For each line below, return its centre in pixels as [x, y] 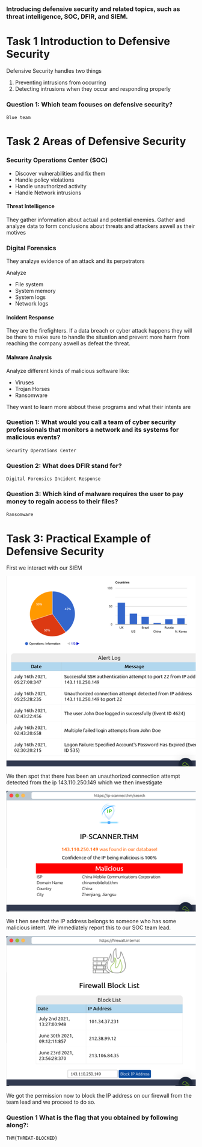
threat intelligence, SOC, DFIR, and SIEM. [67, 16]
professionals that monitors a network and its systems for [93, 430]
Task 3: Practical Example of [79, 539]
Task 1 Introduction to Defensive [88, 42]
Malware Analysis [29, 357]
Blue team [19, 118]
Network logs [32, 304]
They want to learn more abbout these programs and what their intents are [99, 407]
